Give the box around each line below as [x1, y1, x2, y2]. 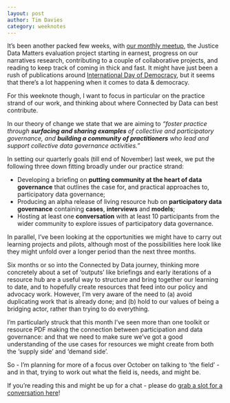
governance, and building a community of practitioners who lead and [7, 134, 209, 143]
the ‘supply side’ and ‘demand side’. [7, 347, 109, 355]
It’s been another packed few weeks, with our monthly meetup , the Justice [7, 42, 219, 50]
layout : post [7, 10, 45, 17]
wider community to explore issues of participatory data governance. [17, 220, 213, 228]
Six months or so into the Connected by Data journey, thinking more [7, 261, 200, 269]
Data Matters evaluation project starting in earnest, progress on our [7, 49, 198, 57]
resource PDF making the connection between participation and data [7, 325, 203, 334]
